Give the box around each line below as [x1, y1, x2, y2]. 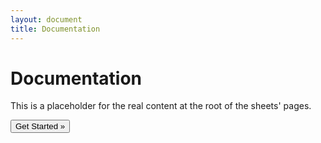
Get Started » [15, 121, 66, 132]
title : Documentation [10, 24, 101, 34]
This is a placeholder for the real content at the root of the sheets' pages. [10, 100, 312, 112]
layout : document [10, 14, 83, 25]
